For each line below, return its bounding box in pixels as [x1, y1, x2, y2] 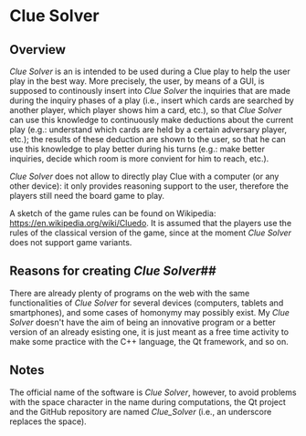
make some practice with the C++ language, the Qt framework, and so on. [9, 336, 290, 347]
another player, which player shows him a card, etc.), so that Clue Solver [9, 105, 282, 115]
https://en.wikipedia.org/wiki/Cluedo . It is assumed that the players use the [9, 218, 292, 228]
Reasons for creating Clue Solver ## [9, 264, 216, 279]
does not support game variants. [9, 237, 132, 247]
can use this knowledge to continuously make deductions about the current [9, 115, 294, 125]
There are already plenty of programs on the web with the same [9, 287, 250, 298]
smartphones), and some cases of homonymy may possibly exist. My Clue [9, 306, 290, 317]
